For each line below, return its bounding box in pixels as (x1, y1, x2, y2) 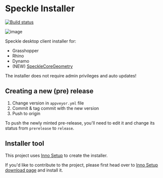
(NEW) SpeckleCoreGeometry (12, 63, 73, 69)
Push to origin (12, 110, 41, 116)
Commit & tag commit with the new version (12, 105, 99, 111)
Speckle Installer (5, 3, 75, 14)
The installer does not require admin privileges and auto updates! (5, 73, 137, 78)
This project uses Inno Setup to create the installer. (5, 153, 108, 158)
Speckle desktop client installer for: (5, 38, 76, 44)
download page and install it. (5, 167, 63, 173)
